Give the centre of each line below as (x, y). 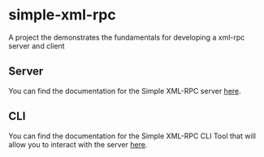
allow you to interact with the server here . (78, 144)
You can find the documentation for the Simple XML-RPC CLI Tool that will (132, 136)
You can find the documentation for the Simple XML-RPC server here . (125, 91)
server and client (37, 45)
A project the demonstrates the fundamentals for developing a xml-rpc (127, 37)
